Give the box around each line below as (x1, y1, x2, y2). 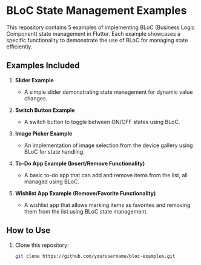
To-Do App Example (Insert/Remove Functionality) (15, 160, 145, 167)
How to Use (6, 225, 51, 236)
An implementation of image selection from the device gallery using (24, 142, 193, 149)
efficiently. (6, 43, 33, 50)
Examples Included (6, 61, 80, 71)
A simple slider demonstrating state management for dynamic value (24, 88, 193, 96)
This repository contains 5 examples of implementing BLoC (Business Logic (6, 24, 195, 31)
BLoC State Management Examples (6, 4, 187, 18)
